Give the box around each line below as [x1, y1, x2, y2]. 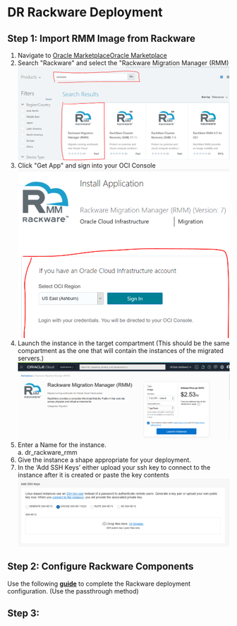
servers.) [17, 354, 44, 362]
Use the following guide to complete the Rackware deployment [7, 579, 191, 588]
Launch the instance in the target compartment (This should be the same [17, 339, 230, 347]
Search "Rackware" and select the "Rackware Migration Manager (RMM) [17, 59, 229, 67]
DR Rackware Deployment [7, 4, 164, 21]
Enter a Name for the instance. [17, 441, 107, 449]
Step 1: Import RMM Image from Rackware [7, 33, 196, 45]
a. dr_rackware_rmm [17, 448, 78, 456]
